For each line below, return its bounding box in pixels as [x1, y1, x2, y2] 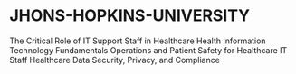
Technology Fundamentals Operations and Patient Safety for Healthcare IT [9, 44, 288, 55]
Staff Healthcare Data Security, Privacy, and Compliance [9, 54, 220, 65]
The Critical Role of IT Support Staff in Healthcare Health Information [9, 35, 266, 46]
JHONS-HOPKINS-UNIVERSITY [9, 5, 251, 26]
